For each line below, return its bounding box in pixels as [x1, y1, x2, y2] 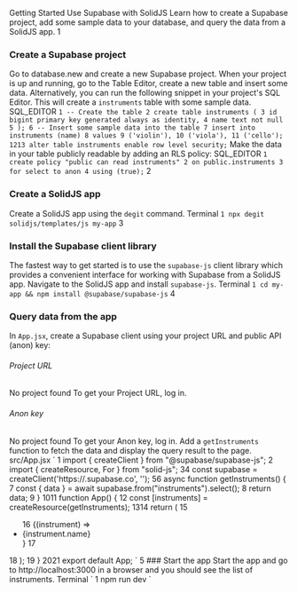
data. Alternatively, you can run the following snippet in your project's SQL [9, 88, 281, 99]
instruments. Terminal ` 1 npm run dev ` [9, 573, 152, 584]
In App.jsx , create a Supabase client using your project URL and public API [9, 330, 282, 341]
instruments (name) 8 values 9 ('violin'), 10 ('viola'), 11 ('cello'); [9, 131, 284, 140]
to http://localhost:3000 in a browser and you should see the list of [9, 564, 254, 575]
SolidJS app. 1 [9, 27, 61, 36]
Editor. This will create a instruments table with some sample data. [9, 97, 252, 107]
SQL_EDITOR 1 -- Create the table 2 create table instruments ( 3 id [9, 107, 277, 117]
